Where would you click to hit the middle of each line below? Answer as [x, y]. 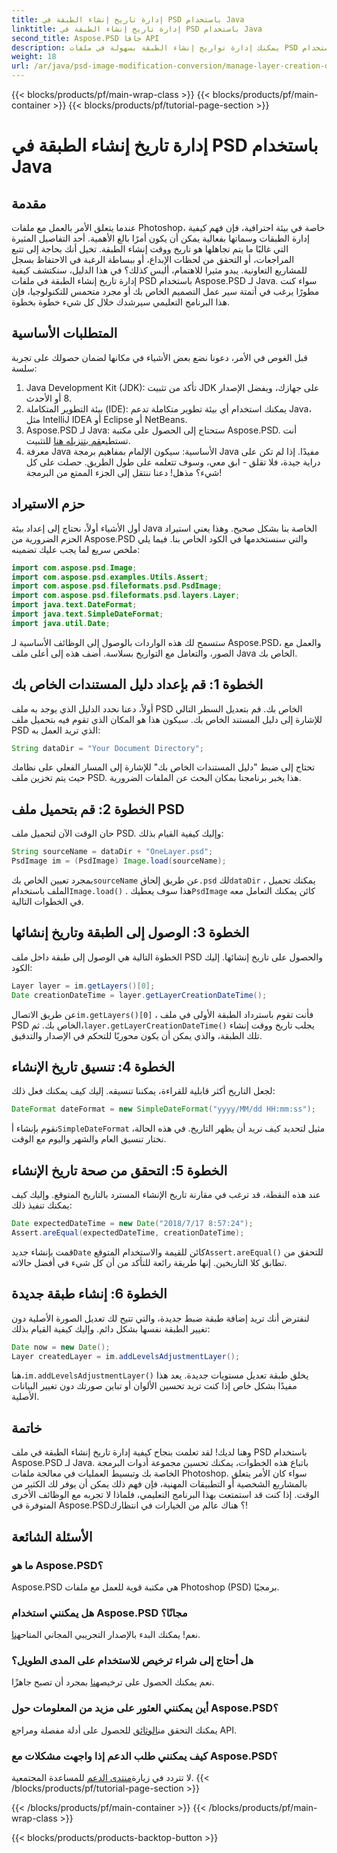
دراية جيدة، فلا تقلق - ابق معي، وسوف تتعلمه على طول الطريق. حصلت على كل [173, 462]
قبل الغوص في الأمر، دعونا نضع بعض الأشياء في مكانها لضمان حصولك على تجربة [160, 357]
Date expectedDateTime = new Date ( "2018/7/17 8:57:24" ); [132, 1224]
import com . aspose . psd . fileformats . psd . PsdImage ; [117, 586]
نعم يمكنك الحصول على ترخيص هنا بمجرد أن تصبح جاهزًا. [113, 1682]
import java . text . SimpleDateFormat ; [87, 614]
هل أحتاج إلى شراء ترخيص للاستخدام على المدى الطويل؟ [132, 1661]
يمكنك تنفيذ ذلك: [42, 1205]
